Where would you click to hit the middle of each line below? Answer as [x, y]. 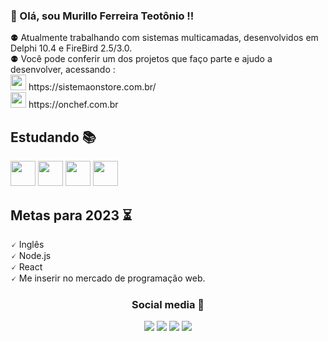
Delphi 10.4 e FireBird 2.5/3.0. [71, 48]
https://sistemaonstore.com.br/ [92, 87]
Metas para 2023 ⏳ [71, 215]
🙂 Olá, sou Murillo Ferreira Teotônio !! [102, 16]
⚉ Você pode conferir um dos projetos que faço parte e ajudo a [141, 59]
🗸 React [26, 266]
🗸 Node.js [31, 255]
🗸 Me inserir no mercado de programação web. [108, 278]
